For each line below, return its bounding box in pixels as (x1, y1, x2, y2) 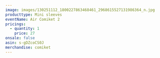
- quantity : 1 (10, 26, 39, 31)
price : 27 (14, 31, 35, 36)
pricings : (5, 21, 26, 27)
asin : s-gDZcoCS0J (5, 40, 44, 45)
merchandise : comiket (5, 45, 51, 50)
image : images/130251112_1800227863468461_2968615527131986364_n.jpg (5, 7, 155, 13)
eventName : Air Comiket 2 (5, 17, 60, 22)
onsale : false (5, 36, 35, 41)
